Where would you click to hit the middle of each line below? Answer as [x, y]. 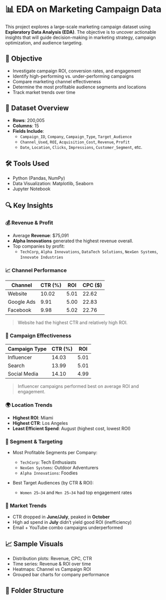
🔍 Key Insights [29, 205]
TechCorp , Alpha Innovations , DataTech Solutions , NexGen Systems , [89, 252]
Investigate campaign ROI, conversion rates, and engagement [77, 71]
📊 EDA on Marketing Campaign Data [83, 9]
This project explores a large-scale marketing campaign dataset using [78, 26]
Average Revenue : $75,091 [41, 236]
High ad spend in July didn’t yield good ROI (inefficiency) [72, 522]
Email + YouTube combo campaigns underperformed [68, 527]
